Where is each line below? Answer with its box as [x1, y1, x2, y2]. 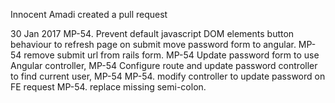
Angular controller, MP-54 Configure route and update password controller [10, 60, 318, 71]
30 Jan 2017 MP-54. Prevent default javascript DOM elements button [10, 28, 295, 39]
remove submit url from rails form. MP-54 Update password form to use [23, 49, 320, 61]
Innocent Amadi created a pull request [10, 9, 168, 20]
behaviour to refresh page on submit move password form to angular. [10, 39, 297, 50]
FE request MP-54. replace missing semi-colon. [10, 81, 207, 93]
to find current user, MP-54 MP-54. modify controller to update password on [10, 70, 326, 82]
